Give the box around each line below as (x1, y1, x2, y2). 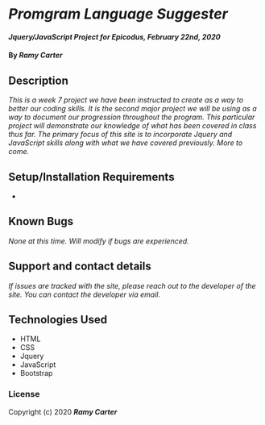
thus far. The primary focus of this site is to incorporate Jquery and (8, 130, 233, 140)
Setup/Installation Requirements (8, 170, 175, 184)
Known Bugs (8, 215, 74, 228)
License (8, 389, 40, 400)
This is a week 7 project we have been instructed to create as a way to (8, 95, 244, 105)
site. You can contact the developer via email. (8, 290, 161, 299)
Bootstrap (19, 369, 53, 378)
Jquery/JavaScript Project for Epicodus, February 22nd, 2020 (8, 31, 221, 41)
